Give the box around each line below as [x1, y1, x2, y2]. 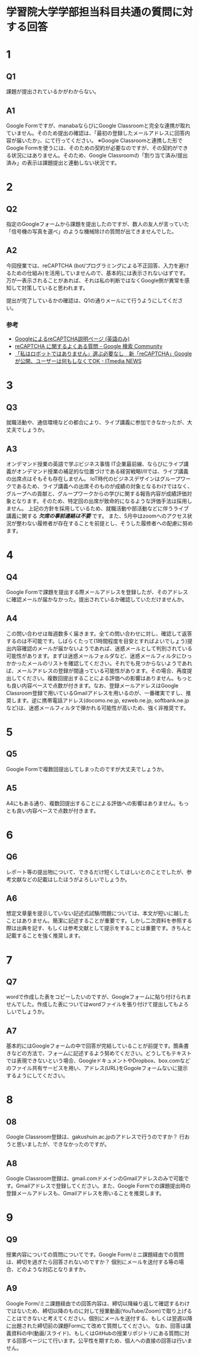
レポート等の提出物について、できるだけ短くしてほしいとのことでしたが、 [6, 868, 187, 875]
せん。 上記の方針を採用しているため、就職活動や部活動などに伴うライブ [11, 504, 190, 512]
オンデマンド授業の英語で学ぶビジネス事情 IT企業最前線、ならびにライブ [6, 460, 184, 467]
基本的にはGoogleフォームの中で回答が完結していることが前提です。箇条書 [6, 1042, 190, 1049]
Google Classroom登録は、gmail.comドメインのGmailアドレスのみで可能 [6, 1175, 184, 1182]
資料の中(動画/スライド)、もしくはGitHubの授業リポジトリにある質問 [11, 1329, 179, 1337]
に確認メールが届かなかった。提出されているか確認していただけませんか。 [6, 595, 188, 603]
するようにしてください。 [6, 1072, 69, 1079]
